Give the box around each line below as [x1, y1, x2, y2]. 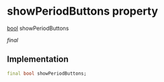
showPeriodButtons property [7, 4, 158, 18]
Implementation [7, 54, 69, 65]
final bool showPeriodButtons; [7, 70, 87, 76]
